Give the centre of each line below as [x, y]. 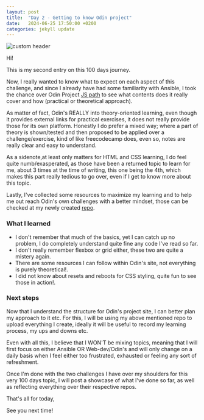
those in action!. [35, 282]
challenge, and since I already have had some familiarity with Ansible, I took [101, 88]
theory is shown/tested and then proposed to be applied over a [85, 132]
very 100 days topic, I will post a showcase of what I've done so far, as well [100, 380]
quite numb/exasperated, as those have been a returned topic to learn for [98, 164]
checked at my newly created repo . [51, 208]
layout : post [23, 12]
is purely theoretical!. [41, 269]
